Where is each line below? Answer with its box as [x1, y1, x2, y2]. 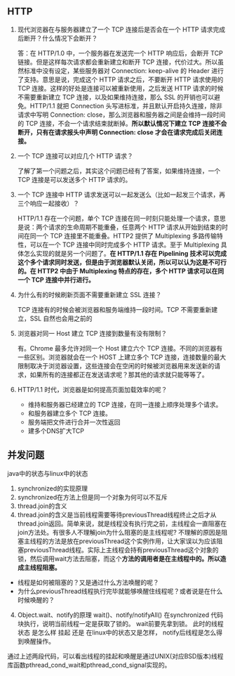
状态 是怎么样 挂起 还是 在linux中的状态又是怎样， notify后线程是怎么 [17, 628, 217, 637]
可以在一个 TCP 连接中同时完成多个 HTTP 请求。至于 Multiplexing [29, 240, 220, 249]
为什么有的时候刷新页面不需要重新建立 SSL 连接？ [17, 290, 162, 299]
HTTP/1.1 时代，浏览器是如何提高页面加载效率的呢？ [17, 385, 168, 394]
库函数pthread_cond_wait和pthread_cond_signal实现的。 [7, 661, 171, 669]
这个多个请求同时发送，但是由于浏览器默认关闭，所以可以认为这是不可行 [17, 258, 227, 266]
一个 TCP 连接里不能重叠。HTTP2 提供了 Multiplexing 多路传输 [36, 231, 217, 240]
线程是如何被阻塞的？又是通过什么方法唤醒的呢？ [17, 578, 159, 586]
